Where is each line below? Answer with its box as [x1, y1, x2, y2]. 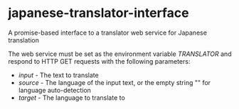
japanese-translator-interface [8, 5, 189, 21]
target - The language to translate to [18, 93, 125, 102]
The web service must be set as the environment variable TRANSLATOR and [8, 50, 232, 58]
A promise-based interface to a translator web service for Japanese [8, 28, 207, 37]
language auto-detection [18, 86, 92, 94]
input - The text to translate [18, 71, 99, 79]
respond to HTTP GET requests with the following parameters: [8, 57, 191, 65]
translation [8, 35, 40, 44]
